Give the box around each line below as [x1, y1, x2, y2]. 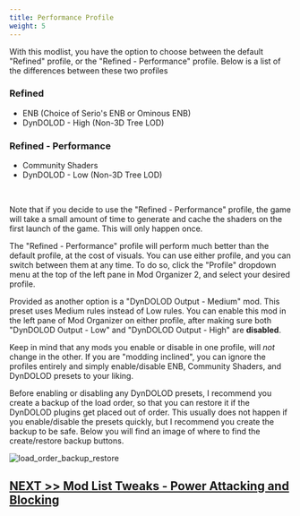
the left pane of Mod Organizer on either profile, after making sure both [9, 315, 271, 326]
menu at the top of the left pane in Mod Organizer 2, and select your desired [9, 270, 291, 280]
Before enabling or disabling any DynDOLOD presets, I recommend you [9, 388, 272, 399]
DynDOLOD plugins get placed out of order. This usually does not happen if [9, 407, 288, 417]
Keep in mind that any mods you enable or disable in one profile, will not [9, 342, 276, 353]
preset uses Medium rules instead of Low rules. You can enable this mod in [9, 305, 287, 316]
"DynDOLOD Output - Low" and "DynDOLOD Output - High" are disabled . [9, 324, 282, 336]
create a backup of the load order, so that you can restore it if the [9, 398, 251, 408]
